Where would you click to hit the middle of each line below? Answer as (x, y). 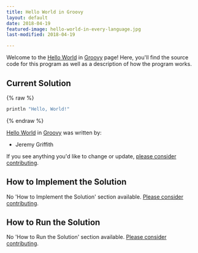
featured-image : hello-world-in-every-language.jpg (74, 29)
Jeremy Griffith (34, 144)
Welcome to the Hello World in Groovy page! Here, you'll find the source (97, 57)
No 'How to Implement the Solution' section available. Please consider (95, 197)
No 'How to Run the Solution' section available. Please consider (86, 237)
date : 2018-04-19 (29, 23)
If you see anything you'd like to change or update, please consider (91, 156)
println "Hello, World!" (38, 109)
